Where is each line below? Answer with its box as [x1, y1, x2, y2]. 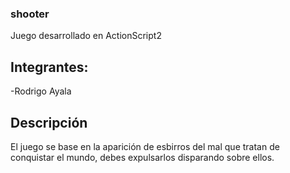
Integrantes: [10, 58, 89, 76]
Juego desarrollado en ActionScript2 [10, 30, 162, 42]
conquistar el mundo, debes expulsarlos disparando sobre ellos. [10, 151, 275, 163]
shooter [10, 7, 50, 21]
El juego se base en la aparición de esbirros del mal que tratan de [10, 140, 280, 152]
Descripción [10, 114, 88, 131]
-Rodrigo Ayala [10, 85, 72, 97]
